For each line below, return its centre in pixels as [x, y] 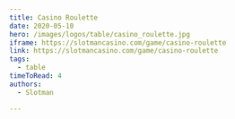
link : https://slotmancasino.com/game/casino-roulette [114, 51]
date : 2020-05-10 [42, 26]
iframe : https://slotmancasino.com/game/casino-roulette [118, 42]
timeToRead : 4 [36, 76]
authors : [26, 84]
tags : [19, 59]
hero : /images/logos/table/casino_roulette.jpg [100, 34]
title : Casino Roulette [54, 17]
